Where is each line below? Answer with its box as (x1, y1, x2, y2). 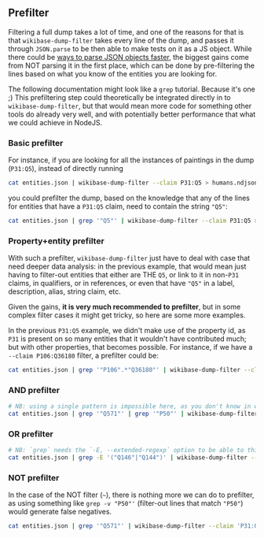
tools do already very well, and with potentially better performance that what (8, 109, 256, 119)
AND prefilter (8, 384, 60, 395)
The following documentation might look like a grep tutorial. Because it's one (8, 84, 255, 94)
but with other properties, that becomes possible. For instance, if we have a (8, 343, 253, 352)
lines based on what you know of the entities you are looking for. (8, 69, 218, 78)
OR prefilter (8, 429, 53, 440)
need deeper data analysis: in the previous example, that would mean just (8, 262, 247, 271)
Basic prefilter (8, 137, 64, 148)
